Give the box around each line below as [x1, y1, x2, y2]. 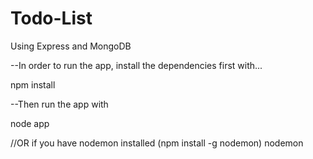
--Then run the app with [10, 98, 109, 110]
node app [10, 117, 50, 129]
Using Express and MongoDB [10, 40, 132, 52]
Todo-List [10, 7, 93, 30]
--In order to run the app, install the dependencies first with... [10, 59, 263, 71]
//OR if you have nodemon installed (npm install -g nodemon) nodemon [10, 137, 304, 149]
